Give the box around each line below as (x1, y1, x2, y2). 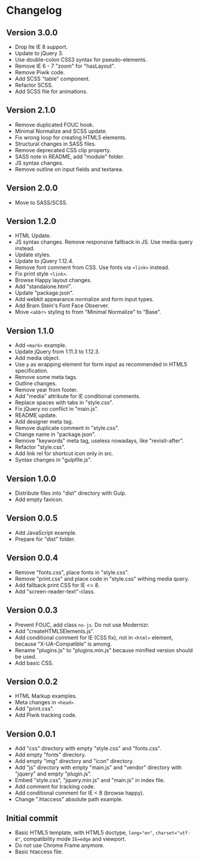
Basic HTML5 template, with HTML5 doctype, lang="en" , (14, 829, 154, 836)
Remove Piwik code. (14, 69, 65, 75)
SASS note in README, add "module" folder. (14, 153, 124, 160)
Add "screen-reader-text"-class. (14, 588, 96, 595)
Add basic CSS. (14, 659, 54, 667)
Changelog (6, 4, 62, 17)
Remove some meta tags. (14, 374, 78, 381)
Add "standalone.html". (14, 283, 72, 290)
